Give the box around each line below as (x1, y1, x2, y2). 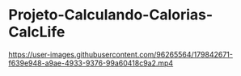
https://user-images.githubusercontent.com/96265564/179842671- (8, 49, 233, 59)
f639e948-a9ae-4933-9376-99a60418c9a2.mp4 (8, 58, 174, 68)
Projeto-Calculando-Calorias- (8, 6, 214, 24)
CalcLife (8, 23, 66, 41)
